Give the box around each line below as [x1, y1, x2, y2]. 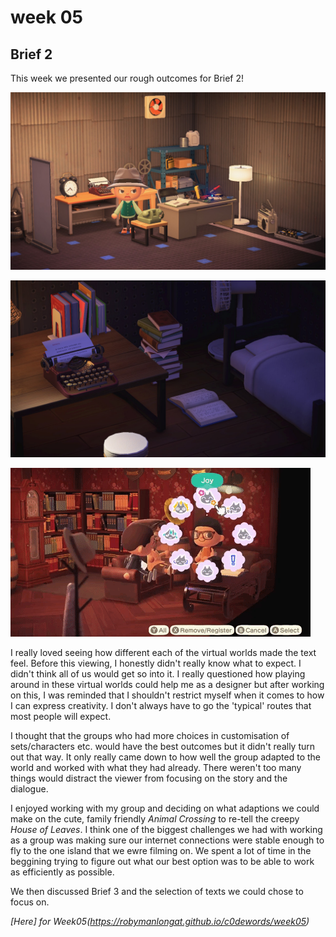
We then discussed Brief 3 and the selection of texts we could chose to [10, 886, 304, 897]
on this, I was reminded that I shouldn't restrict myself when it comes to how [10, 689, 325, 701]
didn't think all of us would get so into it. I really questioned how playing [10, 668, 306, 680]
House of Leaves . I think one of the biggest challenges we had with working [10, 824, 323, 835]
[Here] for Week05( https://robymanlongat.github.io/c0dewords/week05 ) [10, 916, 310, 927]
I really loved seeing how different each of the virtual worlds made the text [10, 647, 317, 658]
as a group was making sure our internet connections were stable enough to [10, 834, 325, 846]
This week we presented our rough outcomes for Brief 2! [10, 72, 245, 84]
